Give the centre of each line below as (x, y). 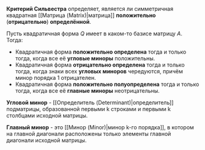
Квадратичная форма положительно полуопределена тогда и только (107, 84)
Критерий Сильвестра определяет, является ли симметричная (90, 9)
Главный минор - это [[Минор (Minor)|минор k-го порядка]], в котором (100, 127)
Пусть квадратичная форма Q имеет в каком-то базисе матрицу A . (94, 34)
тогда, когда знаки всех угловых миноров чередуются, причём (99, 71)
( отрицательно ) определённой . (49, 22)
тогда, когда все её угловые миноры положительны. (85, 58)
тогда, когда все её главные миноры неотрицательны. (88, 91)
